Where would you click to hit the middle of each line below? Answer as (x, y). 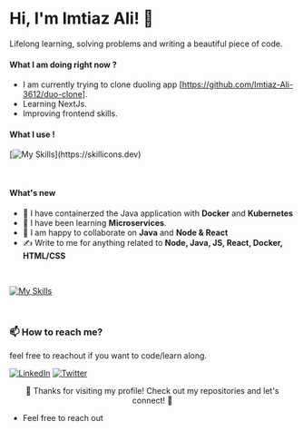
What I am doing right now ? (64, 64)
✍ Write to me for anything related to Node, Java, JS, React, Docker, (152, 242)
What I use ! (33, 134)
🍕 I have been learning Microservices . (94, 222)
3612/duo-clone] (54, 94)
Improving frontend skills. (70, 113)
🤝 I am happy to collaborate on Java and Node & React (125, 232)
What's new (33, 192)
